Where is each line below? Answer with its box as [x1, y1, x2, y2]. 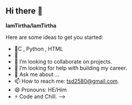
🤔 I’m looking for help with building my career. [14, 64, 127, 71]
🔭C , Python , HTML [14, 45, 63, 52]
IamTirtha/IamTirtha [5, 22, 57, 29]
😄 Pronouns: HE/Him [14, 86, 67, 93]
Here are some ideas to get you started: [5, 34, 104, 41]
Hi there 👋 [5, 6, 43, 16]
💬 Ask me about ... [14, 70, 60, 78]
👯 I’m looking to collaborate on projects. [14, 58, 112, 65]
